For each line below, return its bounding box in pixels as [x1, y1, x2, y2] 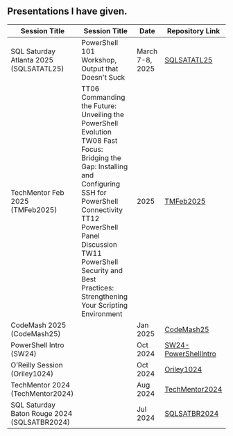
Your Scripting [81, 300, 128, 310]
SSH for [81, 187, 107, 197]
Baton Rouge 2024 [10, 408, 73, 418]
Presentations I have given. [7, 6, 128, 17]
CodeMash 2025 [10, 320, 67, 330]
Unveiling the [81, 110, 125, 119]
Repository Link [166, 26, 221, 35]
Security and [81, 265, 123, 275]
